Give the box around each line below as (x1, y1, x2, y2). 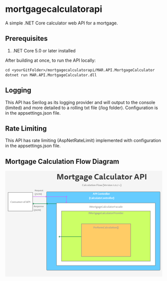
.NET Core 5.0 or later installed (12, 47, 76, 53)
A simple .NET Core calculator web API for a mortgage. (5, 20, 118, 26)
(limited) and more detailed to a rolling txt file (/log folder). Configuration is (5, 105, 158, 111)
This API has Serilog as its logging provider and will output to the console (5, 99, 156, 105)
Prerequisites (5, 34, 48, 43)
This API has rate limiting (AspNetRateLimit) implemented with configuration (5, 138, 161, 143)
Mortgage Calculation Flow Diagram (5, 157, 120, 165)
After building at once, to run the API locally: (5, 57, 96, 63)
